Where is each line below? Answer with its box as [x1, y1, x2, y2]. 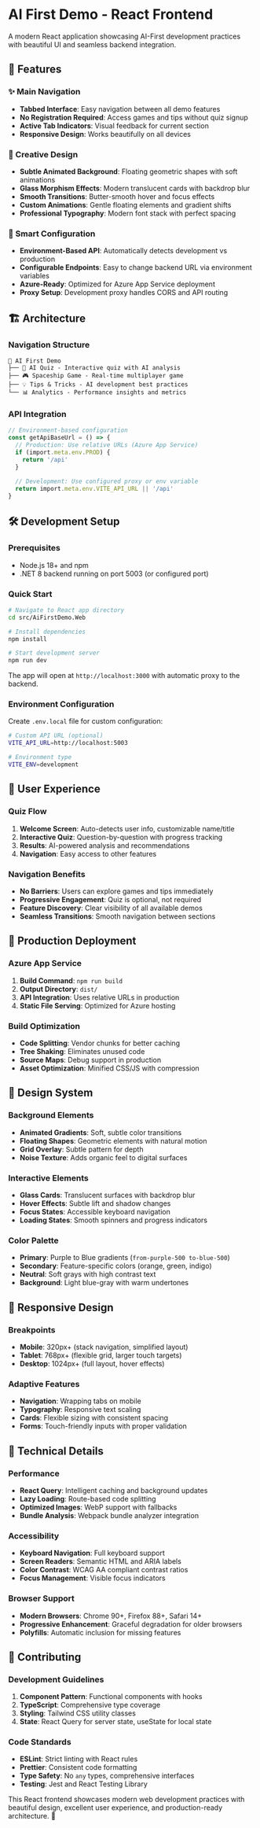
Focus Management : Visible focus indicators [19, 1573, 167, 1583]
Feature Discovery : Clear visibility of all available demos [19, 903, 203, 912]
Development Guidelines [8, 1674, 104, 1685]
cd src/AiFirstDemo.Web [8, 614, 86, 621]
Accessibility [8, 1530, 60, 1541]
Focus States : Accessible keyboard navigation [19, 1207, 170, 1216]
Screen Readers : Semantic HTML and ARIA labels [19, 1557, 182, 1566]
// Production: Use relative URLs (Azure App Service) [15, 440, 199, 449]
